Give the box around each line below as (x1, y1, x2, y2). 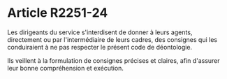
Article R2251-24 (7, 5, 108, 21)
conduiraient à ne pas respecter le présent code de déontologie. (7, 43, 193, 51)
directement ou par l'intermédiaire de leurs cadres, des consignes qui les (7, 35, 218, 43)
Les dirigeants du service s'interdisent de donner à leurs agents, (7, 28, 193, 36)
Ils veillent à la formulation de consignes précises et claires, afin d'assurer (7, 56, 220, 64)
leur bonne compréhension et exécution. (7, 64, 124, 72)
